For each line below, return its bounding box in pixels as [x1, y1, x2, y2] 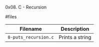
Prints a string [58, 34, 91, 41]
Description [60, 26, 89, 32]
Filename [19, 26, 42, 32]
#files [5, 14, 17, 19]
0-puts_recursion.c [7, 35, 54, 40]
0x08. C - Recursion [5, 4, 47, 10]
